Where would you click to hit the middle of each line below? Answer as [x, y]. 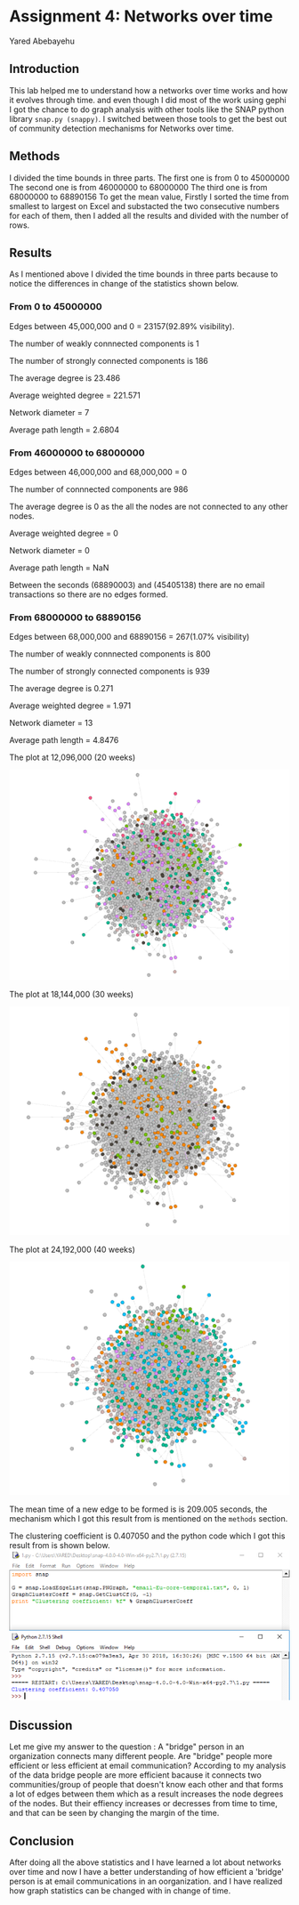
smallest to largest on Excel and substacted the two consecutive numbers [145, 206]
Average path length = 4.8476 [64, 740]
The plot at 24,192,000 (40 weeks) [73, 1250]
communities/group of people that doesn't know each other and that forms [146, 1785]
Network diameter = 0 [50, 550]
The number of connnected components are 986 [99, 489]
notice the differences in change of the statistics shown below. [124, 284]
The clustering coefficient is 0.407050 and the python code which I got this [147, 1536]
